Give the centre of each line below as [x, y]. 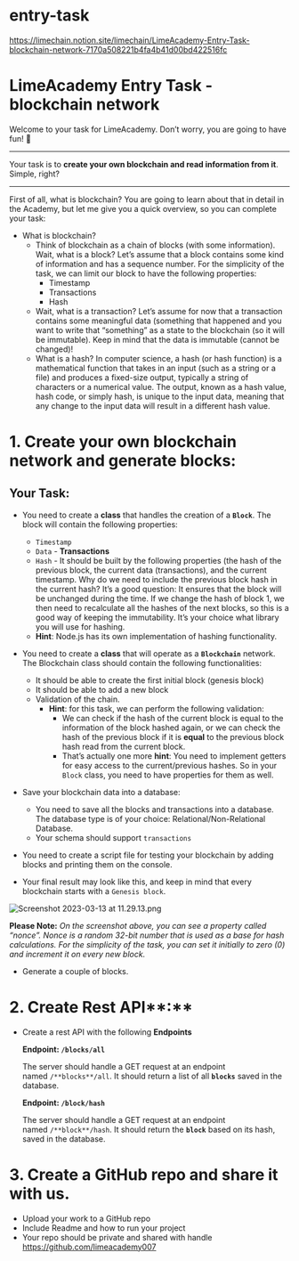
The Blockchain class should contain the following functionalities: [142, 663]
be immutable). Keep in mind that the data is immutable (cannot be [158, 339]
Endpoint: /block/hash [63, 1102]
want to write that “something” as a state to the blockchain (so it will [160, 329]
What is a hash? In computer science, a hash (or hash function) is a [158, 358]
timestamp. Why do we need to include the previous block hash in [156, 579]
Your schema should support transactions [113, 837]
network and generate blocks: [123, 461]
